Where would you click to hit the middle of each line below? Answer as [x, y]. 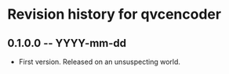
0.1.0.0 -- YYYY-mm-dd [67, 43]
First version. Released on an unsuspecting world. [100, 62]
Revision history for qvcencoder [114, 14]
